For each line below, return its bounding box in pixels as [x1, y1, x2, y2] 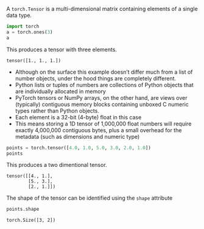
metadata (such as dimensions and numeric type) [15, 133, 140, 140]
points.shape [6, 206, 40, 213]
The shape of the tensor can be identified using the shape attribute [6, 194, 173, 202]
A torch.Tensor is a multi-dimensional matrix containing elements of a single [6, 5, 198, 12]
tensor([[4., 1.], [6, 173, 53, 179]
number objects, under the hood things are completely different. [15, 74, 177, 82]
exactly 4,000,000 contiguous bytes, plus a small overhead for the [15, 126, 182, 133]
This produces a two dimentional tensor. [6, 161, 108, 169]
